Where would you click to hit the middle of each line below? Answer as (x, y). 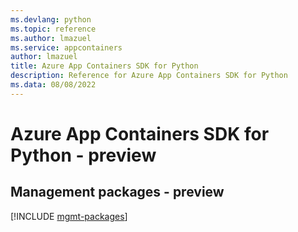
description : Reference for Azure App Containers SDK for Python (149, 76)
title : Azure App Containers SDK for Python (104, 66)
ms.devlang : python (51, 19)
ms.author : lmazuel (51, 38)
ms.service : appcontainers (66, 47)
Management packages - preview (117, 192)
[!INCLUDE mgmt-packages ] (69, 216)
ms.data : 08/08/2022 (53, 85)
